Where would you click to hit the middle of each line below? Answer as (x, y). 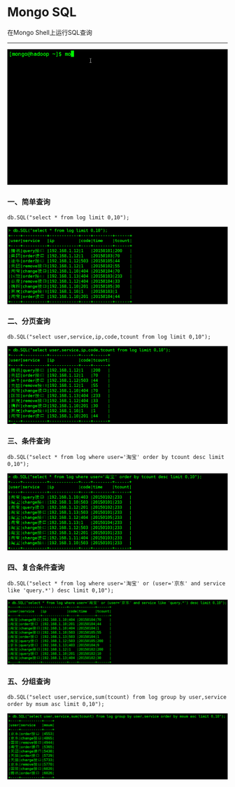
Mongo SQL (42, 12)
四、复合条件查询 (36, 567)
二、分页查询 (29, 321)
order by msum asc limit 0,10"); (56, 704)
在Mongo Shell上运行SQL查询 (50, 32)
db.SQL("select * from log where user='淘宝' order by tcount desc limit (116, 458)
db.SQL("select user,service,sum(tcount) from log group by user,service (117, 697)
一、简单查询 (29, 202)
